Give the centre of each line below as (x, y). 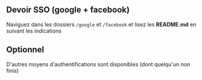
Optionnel (25, 50)
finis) (13, 70)
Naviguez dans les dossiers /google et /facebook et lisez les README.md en (101, 24)
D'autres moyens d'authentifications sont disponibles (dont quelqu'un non (98, 64)
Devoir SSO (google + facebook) (68, 10)
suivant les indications (34, 31)
